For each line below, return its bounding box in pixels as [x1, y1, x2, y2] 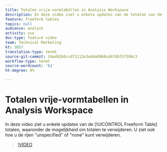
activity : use [5, 31, 35, 36]
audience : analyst [5, 26, 43, 31]
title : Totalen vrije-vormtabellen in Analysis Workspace [5, 7, 128, 13]
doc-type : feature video [5, 36, 57, 41]
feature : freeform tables [5, 17, 59, 22]
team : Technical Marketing [5, 40, 61, 45]
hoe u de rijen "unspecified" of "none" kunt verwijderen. [5, 131, 121, 138]
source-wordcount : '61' [5, 63, 55, 68]
